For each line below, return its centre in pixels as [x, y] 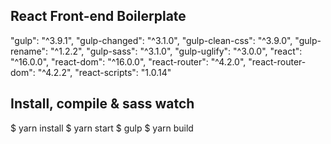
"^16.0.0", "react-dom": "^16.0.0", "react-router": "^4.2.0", [128, 61]
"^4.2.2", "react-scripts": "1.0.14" [104, 72]
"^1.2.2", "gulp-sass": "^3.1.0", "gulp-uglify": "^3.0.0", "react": [176, 51]
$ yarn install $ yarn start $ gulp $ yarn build [102, 128]
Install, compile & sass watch [102, 104]
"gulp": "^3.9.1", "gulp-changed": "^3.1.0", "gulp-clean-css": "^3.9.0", [151, 40]
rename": [29, 51]
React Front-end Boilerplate [98, 16]
